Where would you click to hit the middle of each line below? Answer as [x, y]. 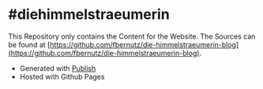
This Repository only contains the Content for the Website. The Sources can [132, 36]
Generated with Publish [58, 68]
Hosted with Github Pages [62, 76]
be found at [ [29, 44]
